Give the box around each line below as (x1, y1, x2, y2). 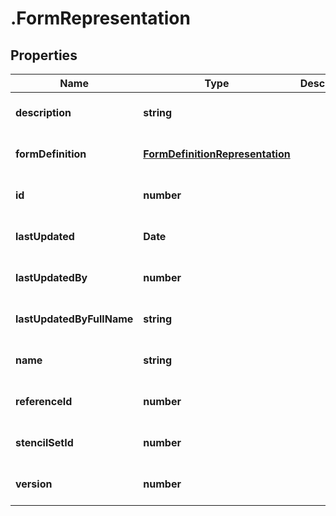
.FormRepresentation (10, 7, 191, 30)
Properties (10, 47, 78, 64)
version (15, 477, 53, 491)
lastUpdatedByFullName (15, 312, 134, 326)
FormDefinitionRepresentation (143, 147, 291, 161)
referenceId (15, 395, 73, 408)
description (15, 106, 72, 119)
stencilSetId (15, 436, 74, 449)
